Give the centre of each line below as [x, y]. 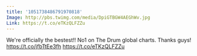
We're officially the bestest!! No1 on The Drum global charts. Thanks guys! [99, 40]
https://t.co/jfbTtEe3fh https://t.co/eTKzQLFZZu [66, 46]
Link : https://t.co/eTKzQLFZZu [46, 23]
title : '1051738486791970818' [45, 12]
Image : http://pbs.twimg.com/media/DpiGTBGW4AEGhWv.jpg [78, 17]
